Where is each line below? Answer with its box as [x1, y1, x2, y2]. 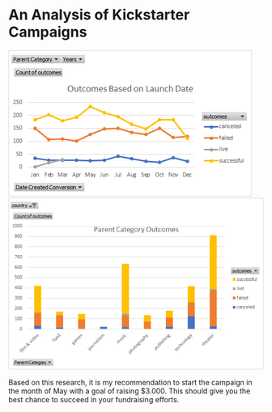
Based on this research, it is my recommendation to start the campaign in [8, 377, 253, 387]
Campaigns [8, 23, 87, 41]
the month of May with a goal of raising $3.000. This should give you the [8, 386, 251, 396]
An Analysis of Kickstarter [8, 6, 190, 24]
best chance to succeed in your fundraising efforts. [8, 394, 180, 404]
